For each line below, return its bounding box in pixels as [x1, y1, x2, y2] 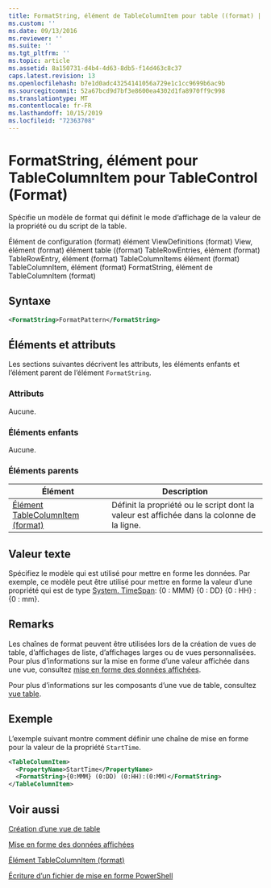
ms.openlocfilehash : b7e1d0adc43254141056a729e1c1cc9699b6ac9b [8, 79, 226, 87]
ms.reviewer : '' [8, 34, 63, 43]
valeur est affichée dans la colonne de [111, 510, 256, 521]
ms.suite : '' [8, 42, 52, 50]
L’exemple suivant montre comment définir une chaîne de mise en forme [8, 733, 248, 743]
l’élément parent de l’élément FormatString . [8, 368, 152, 377]
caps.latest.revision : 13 [8, 72, 95, 80]
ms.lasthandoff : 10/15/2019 [8, 110, 103, 118]
